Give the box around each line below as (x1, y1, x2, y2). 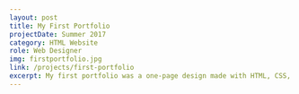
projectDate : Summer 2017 (9, 30, 106, 38)
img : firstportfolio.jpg (9, 55, 102, 64)
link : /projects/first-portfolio (9, 64, 135, 73)
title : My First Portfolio (9, 21, 110, 30)
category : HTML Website (9, 38, 99, 47)
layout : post (9, 13, 58, 22)
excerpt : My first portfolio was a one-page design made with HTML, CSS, (9, 72, 292, 81)
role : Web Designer (9, 47, 83, 56)
